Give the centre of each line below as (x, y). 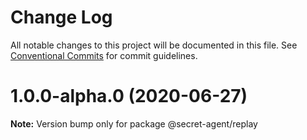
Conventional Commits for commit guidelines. (104, 55)
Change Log (61, 17)
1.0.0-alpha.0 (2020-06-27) (129, 96)
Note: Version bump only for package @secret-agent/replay (134, 123)
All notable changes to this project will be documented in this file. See (154, 45)
